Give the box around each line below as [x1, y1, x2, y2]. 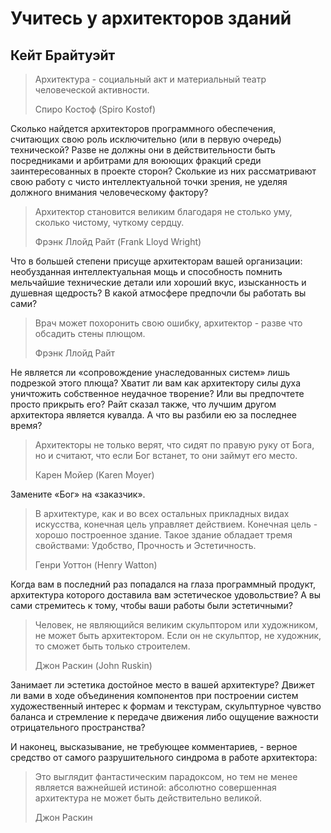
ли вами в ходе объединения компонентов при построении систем [10, 690, 299, 701]
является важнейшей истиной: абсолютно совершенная [34, 782, 277, 793]
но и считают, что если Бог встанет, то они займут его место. [34, 450, 298, 461]
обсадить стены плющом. [34, 328, 146, 339]
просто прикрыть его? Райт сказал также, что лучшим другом [10, 398, 277, 410]
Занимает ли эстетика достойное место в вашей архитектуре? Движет [10, 679, 315, 691]
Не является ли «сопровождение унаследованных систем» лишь [10, 367, 290, 378]
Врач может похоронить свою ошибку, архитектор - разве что [34, 317, 303, 329]
